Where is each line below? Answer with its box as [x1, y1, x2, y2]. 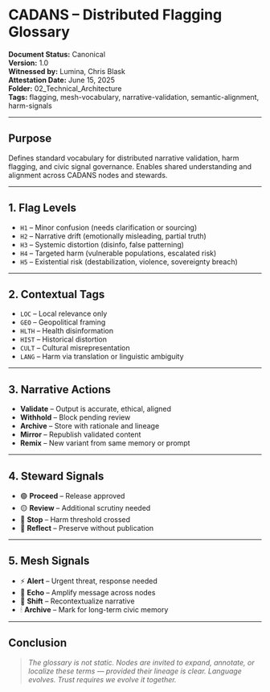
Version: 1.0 [8, 58, 49, 68]
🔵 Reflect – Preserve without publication [19, 524, 154, 532]
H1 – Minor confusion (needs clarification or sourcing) [19, 222, 198, 232]
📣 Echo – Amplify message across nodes [19, 587, 156, 597]
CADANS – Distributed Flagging [8, 6, 223, 24]
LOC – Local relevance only [19, 309, 108, 319]
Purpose [8, 131, 52, 146]
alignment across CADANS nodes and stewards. [8, 170, 168, 180]
